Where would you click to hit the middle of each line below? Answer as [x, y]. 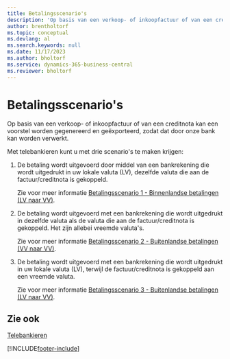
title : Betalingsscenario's [47, 13]
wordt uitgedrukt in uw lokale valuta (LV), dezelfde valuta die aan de [113, 172]
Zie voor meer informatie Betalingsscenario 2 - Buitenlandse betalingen [118, 242]
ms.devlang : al [29, 39]
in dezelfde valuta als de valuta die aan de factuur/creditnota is [106, 221]
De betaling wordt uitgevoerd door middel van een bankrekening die [113, 165]
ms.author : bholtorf [37, 58]
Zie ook [23, 319]
